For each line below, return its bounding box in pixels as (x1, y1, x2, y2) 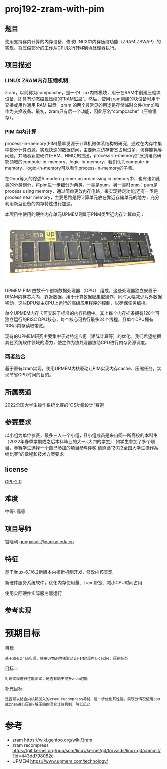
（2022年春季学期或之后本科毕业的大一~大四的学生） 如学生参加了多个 (5, 438, 151, 444)
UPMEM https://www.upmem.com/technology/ (12, 758, 108, 764)
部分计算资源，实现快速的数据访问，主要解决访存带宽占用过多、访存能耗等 (9, 146, 162, 153)
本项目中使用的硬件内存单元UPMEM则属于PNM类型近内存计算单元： (5, 211, 145, 217)
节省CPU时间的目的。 (9, 372, 54, 378)
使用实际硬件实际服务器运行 (5, 590, 62, 596)
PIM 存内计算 (5, 128, 36, 135)
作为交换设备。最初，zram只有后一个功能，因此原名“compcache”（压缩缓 (5, 108, 157, 114)
